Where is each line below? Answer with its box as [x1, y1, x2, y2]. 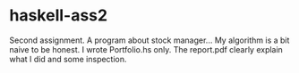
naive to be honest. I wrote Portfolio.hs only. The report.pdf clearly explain [9, 44, 284, 54]
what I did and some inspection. [9, 53, 127, 64]
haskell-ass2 [9, 5, 108, 26]
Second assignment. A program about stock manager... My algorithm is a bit [9, 35, 290, 45]
